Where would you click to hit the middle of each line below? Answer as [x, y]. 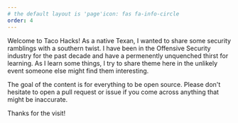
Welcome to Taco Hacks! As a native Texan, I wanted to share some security [119, 40]
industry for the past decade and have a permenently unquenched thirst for [118, 55]
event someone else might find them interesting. [78, 71]
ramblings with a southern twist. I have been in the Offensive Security [109, 48]
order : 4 [20, 20]
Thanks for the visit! [37, 113]
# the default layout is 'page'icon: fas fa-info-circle [93, 14]
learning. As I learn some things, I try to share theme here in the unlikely [113, 63]
